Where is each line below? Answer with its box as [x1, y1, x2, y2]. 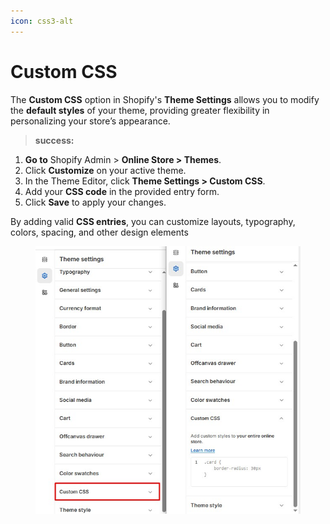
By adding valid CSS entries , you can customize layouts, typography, [10, 215, 296, 227]
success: [34, 134, 75, 146]
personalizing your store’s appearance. [10, 115, 171, 127]
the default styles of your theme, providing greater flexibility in [10, 104, 270, 116]
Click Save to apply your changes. [24, 196, 167, 208]
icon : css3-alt [10, 16, 74, 26]
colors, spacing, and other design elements [10, 226, 189, 238]
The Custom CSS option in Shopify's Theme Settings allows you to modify [10, 93, 320, 105]
